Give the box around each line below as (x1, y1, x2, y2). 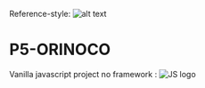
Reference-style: (9, 9, 71, 19)
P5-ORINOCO (9, 40, 111, 60)
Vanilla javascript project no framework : (9, 68, 158, 79)
